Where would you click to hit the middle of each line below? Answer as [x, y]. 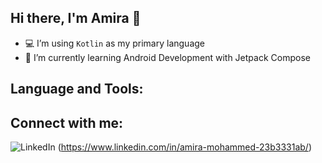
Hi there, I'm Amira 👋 [76, 18]
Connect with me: [67, 122]
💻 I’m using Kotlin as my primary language [115, 43]
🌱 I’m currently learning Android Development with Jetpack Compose [167, 57]
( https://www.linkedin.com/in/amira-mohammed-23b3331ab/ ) [185, 147]
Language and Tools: [77, 89]
